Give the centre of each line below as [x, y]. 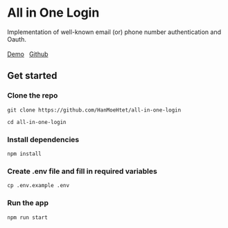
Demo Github [28, 54]
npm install [24, 154]
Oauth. [17, 39]
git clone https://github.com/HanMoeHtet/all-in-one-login [94, 110]
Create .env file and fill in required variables [82, 171]
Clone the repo [33, 96]
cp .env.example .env [38, 186]
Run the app [28, 203]
